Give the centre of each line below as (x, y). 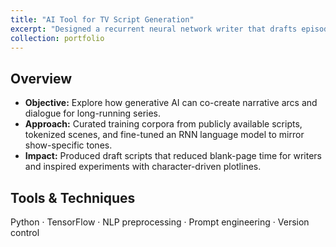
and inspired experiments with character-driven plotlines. (143, 167)
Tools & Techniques (73, 197)
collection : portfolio (57, 38)
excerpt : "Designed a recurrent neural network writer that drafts (154, 29)
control (25, 232)
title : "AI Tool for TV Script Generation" (102, 19)
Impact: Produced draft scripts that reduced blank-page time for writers (173, 156)
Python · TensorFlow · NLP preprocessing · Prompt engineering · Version (160, 222)
